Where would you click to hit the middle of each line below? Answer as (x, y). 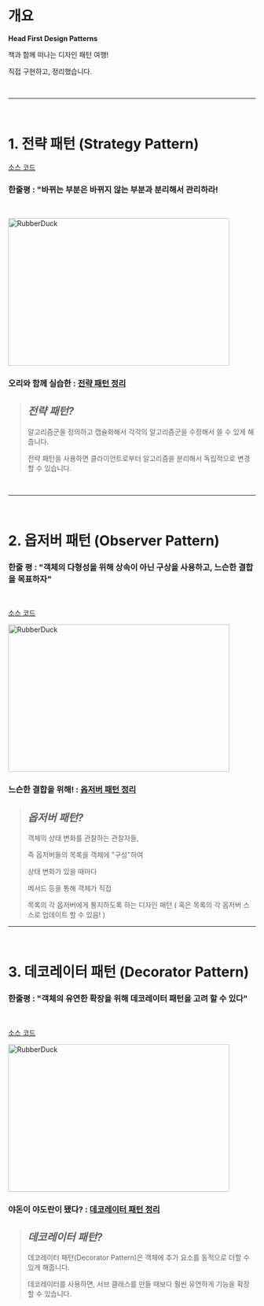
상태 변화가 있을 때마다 (62, 872)
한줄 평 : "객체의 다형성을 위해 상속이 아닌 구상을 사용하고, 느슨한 (123, 567)
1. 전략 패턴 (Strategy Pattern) (104, 144)
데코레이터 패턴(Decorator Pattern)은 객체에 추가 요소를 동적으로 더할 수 (138, 1258)
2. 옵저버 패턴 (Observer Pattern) (114, 541)
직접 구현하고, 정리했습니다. (50, 71)
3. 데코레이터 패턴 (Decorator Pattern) (129, 972)
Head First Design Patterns (53, 38)
